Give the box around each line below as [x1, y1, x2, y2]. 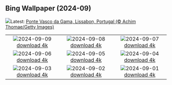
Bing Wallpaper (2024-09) [5, 4, 91, 13]
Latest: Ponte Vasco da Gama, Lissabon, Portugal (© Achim [10, 18, 136, 25]
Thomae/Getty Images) [5, 24, 55, 30]
